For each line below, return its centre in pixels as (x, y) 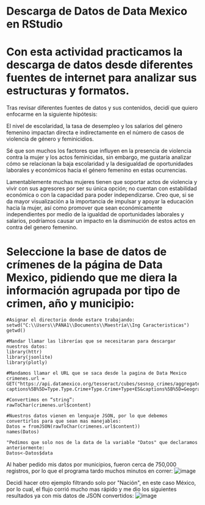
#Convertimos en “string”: (41, 400)
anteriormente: (26, 448)
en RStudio (34, 24)
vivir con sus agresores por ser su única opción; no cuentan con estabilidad (102, 189)
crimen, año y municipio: (70, 304)
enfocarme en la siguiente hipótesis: (52, 115)
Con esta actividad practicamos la (95, 52)
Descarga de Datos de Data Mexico (97, 11)
